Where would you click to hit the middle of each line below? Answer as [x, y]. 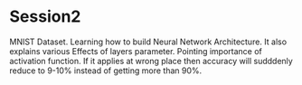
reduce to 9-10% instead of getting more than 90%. [106, 71]
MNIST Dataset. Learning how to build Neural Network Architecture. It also [148, 42]
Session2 [45, 17]
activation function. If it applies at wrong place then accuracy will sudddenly [151, 61]
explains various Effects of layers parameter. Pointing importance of [136, 51]
